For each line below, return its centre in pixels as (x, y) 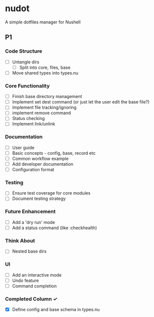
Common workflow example (40, 158)
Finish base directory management (47, 97)
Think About (20, 240)
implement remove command (41, 113)
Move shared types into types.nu (45, 73)
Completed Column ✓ (31, 299)
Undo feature (25, 280)
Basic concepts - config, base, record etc (54, 153)
